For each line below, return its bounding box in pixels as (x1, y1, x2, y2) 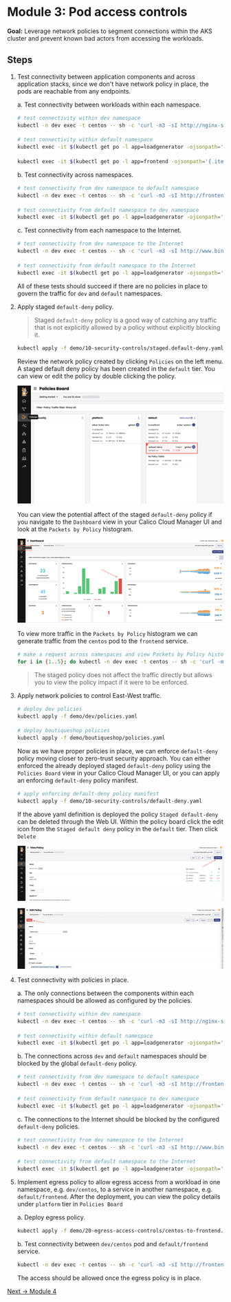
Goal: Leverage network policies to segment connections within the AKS (7, 27, 213, 35)
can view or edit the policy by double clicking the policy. (16, 372, 177, 380)
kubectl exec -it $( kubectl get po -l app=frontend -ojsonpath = (16, 158, 206, 165)
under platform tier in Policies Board (16, 1200, 123, 1208)
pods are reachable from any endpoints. (16, 87, 131, 95)
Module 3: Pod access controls (7, 4, 188, 20)
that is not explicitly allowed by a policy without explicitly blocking (34, 323, 221, 331)
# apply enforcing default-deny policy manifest (16, 791, 159, 798)
